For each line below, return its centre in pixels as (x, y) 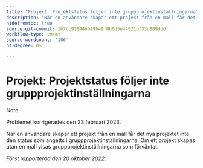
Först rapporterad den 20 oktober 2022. (56, 158)
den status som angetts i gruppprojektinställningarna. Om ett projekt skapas (101, 140)
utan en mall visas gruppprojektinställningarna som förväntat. (82, 146)
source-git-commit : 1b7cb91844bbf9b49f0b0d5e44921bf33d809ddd (86, 29)
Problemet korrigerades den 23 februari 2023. (64, 122)
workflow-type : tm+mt (34, 34)
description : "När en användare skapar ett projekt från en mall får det (101, 18)
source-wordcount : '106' (37, 40)
